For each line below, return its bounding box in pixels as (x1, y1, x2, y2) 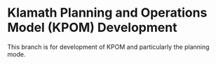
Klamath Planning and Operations (7, 5, 208, 21)
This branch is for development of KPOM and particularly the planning (7, 42, 210, 51)
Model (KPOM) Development (7, 19, 177, 35)
